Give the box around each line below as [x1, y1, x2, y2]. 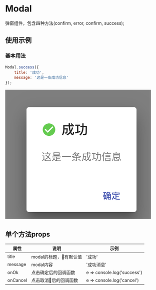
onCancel [7, 277, 27, 283]
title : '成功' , [14, 70, 44, 75]
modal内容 [31, 262, 53, 268]
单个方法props [5, 230, 50, 239]
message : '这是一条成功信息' [14, 75, 69, 80]
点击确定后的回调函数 [31, 270, 75, 276]
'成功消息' [86, 262, 106, 268]
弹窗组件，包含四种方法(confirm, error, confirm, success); [5, 20, 124, 26]
